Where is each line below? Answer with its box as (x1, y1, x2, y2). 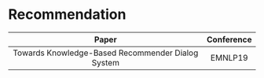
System (91, 57, 120, 68)
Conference (207, 34, 252, 45)
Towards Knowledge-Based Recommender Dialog (13, 47, 199, 58)
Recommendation (8, 6, 126, 24)
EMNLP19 (211, 52, 249, 63)
